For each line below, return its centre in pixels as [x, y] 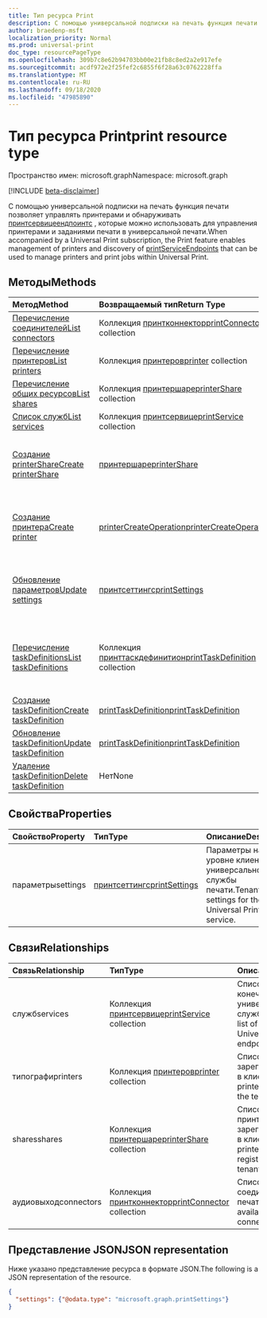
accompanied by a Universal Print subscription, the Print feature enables [127, 241]
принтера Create [43, 527]
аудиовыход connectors [57, 1202]
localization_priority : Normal [60, 38]
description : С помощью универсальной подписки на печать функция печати [133, 23]
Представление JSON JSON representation [118, 1250]
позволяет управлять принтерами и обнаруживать [95, 215]
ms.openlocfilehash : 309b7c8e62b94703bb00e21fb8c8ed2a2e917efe [115, 61]
